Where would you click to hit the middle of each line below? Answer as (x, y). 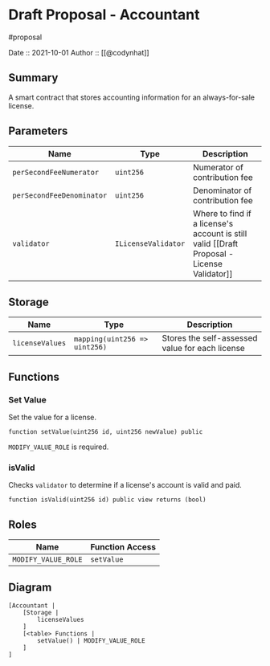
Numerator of (218, 167)
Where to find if (222, 213)
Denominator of (222, 190)
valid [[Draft (215, 243)
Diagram (30, 587)
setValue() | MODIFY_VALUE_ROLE (92, 640)
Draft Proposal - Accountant (104, 15)
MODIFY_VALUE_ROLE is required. (59, 447)
